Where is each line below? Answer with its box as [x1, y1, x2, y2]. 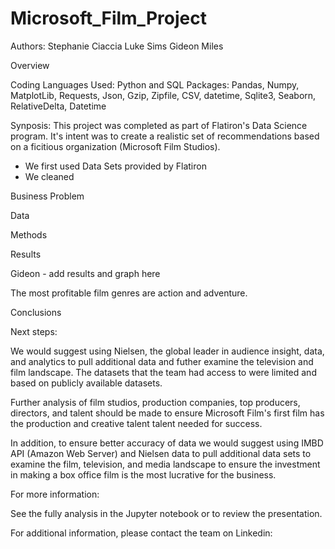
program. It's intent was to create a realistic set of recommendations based [10, 130, 320, 142]
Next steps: [10, 325, 58, 337]
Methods [10, 228, 48, 241]
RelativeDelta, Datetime [10, 100, 107, 112]
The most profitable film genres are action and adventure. [10, 287, 248, 299]
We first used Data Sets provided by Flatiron [24, 160, 207, 172]
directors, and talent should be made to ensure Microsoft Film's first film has [10, 407, 325, 419]
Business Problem [10, 190, 85, 202]
